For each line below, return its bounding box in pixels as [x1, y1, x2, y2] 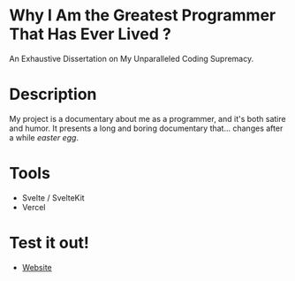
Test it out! [9, 233, 90, 253]
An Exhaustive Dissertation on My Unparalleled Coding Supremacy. [9, 53, 254, 64]
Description [9, 85, 97, 104]
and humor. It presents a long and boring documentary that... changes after [9, 123, 284, 133]
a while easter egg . [9, 132, 79, 142]
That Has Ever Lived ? [9, 24, 172, 44]
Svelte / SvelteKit [21, 192, 86, 203]
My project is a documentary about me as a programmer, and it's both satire [9, 113, 286, 124]
